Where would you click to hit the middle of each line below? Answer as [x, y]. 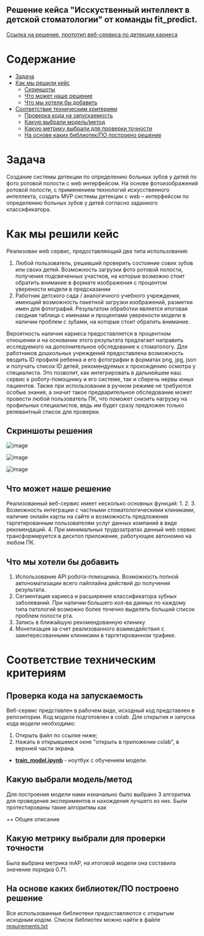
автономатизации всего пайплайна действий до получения [93, 583]
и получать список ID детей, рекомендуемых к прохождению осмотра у [101, 366]
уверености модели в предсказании [63, 289]
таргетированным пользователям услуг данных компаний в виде [92, 523]
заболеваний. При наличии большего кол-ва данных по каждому [100, 603]
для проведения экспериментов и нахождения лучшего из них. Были [97, 800]
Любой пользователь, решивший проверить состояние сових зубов [104, 263]
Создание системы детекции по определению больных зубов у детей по [102, 177]
